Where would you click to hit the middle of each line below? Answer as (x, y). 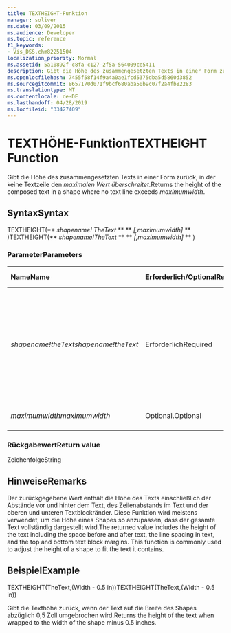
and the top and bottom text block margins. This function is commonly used (114, 542)
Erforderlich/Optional (181, 277)
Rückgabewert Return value (54, 445)
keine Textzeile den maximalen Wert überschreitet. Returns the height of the (114, 184)
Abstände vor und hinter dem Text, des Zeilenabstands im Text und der (108, 505)
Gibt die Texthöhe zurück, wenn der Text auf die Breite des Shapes (102, 608)
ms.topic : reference (37, 39)
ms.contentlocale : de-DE (43, 97)
